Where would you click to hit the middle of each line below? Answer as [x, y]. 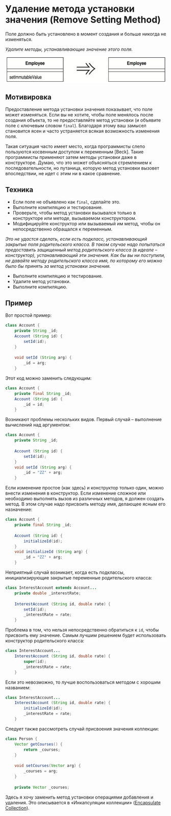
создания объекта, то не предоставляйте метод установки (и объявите [83, 120]
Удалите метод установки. [42, 282]
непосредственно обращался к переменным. [63, 229]
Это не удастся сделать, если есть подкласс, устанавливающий [76, 239]
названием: [18, 687]
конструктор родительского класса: [45, 641]
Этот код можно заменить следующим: [48, 378]
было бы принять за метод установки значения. [58, 266]
